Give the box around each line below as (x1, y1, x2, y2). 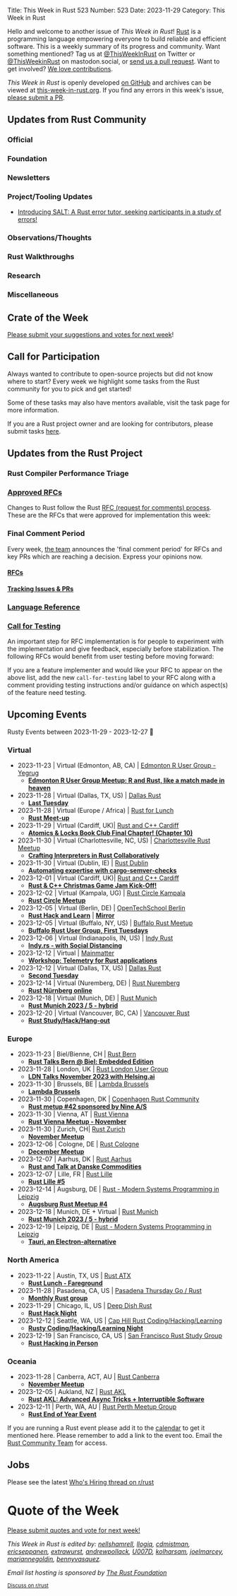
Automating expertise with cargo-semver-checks (28, 867, 177, 875)
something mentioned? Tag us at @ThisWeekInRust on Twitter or (7, 49, 195, 58)
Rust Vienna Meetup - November (28, 1117, 127, 1126)
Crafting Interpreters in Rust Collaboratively (28, 851, 160, 860)
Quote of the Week (7, 1503, 119, 1519)
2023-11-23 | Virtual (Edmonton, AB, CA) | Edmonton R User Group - (17, 761, 217, 770)
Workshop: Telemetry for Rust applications (28, 956, 157, 965)
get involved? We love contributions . (7, 65, 113, 73)
